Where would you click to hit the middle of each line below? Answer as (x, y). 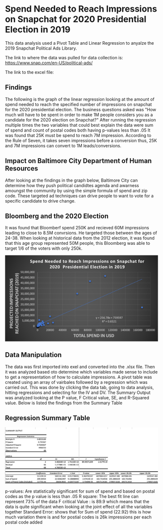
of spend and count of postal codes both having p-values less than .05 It (78, 130)
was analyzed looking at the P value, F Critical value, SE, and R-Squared (77, 397)
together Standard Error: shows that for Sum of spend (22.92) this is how (78, 512)
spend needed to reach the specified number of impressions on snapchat (78, 104)
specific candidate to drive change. (41, 201)
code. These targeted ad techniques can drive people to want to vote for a (79, 196)
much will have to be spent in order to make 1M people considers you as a (79, 115)
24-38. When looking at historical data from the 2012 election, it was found (80, 238)
